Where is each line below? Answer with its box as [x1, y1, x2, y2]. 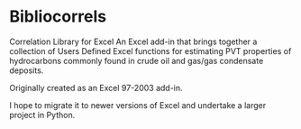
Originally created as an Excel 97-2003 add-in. [9, 82, 183, 93]
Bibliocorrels [9, 6, 107, 27]
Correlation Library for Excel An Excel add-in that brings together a [9, 36, 258, 47]
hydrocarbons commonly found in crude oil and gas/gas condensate [9, 55, 264, 66]
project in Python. [9, 109, 76, 120]
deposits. [9, 65, 44, 76]
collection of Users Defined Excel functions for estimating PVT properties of [9, 45, 292, 56]
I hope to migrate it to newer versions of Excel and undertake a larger [9, 99, 267, 110]
